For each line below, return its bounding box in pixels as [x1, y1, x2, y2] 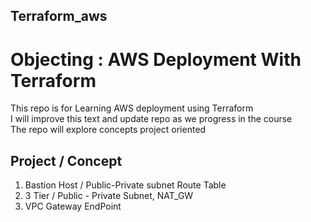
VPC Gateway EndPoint [24, 200, 122, 213]
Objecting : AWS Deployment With [10, 48, 302, 71]
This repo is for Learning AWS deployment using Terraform [10, 102, 254, 114]
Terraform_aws [10, 8, 108, 25]
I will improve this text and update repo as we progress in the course [10, 113, 293, 125]
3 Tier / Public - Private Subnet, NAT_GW [24, 190, 194, 202]
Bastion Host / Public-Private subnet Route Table [24, 179, 227, 191]
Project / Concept [10, 152, 123, 169]
